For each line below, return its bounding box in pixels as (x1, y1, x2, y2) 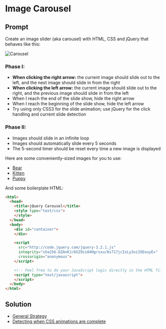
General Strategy (12, 313, 47, 319)
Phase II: (5, 124, 26, 131)
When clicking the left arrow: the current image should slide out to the (12, 85, 157, 91)
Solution (5, 300, 32, 308)
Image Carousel (5, 3, 71, 14)
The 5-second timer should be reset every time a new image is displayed (12, 145, 161, 151)
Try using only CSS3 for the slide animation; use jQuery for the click (12, 106, 151, 112)
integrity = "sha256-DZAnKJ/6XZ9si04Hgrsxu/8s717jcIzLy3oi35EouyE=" (18, 250, 158, 255)
